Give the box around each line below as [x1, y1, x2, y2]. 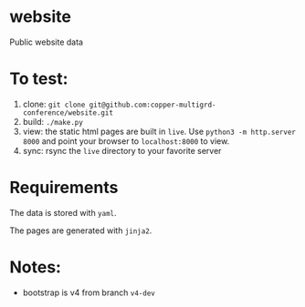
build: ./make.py [22, 116, 84, 127]
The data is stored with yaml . [9, 207, 117, 218]
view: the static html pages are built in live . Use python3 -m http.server [22, 126, 297, 137]
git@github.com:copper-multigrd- [89, 100, 216, 109]
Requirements [9, 178, 119, 198]
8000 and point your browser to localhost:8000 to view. [22, 135, 230, 147]
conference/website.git [22, 107, 114, 118]
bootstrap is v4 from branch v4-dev [22, 287, 155, 298]
